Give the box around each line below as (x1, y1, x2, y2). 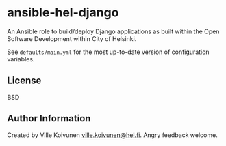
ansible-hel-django (7, 5, 119, 20)
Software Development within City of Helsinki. (7, 34, 137, 42)
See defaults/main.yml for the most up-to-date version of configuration (7, 48, 210, 56)
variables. (7, 55, 35, 63)
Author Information (7, 113, 91, 124)
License (7, 75, 42, 87)
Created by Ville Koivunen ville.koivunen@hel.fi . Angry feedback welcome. (7, 131, 218, 139)
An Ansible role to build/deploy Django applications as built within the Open (7, 27, 221, 35)
